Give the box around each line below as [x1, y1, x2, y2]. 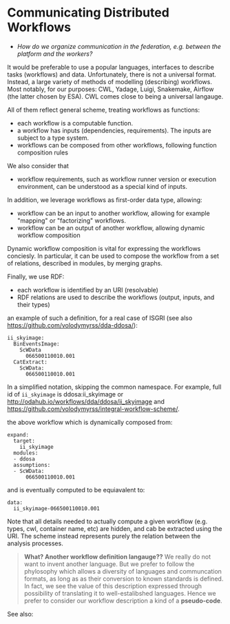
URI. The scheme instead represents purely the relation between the [7, 532, 201, 540]
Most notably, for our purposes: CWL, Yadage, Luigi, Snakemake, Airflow [7, 85, 214, 93]
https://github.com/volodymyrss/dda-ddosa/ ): [7, 321, 138, 329]
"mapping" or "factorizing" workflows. [17, 216, 126, 225]
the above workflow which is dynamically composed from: [7, 418, 173, 426]
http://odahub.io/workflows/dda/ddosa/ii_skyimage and [7, 397, 165, 405]
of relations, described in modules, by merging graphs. [7, 259, 163, 267]
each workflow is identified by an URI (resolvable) [17, 285, 158, 294]
